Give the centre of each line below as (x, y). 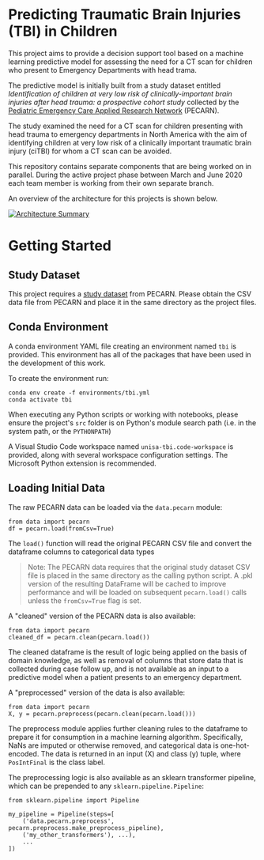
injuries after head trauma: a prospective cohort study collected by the (124, 102)
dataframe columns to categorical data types (81, 552)
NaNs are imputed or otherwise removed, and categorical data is (113, 745)
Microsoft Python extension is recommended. (82, 463)
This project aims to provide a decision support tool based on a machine (126, 53)
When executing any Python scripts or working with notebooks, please (123, 414)
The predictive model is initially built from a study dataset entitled (115, 85)
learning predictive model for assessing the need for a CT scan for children (130, 62)
